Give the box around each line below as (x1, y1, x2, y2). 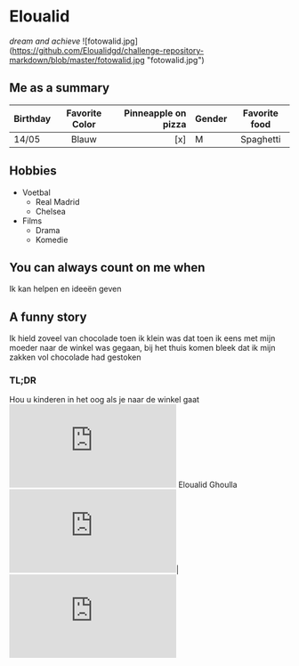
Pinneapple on (124, 107, 187, 119)
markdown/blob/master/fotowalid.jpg (9, 54, 145, 65)
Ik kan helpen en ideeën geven (9, 283, 122, 295)
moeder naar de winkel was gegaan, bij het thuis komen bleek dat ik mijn (9, 343, 276, 353)
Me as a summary (9, 80, 110, 95)
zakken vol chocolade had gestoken (9, 352, 141, 362)
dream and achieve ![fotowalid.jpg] (9, 36, 138, 46)
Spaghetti (239, 133, 281, 145)
